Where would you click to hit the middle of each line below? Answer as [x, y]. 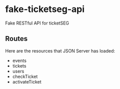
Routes [16, 39]
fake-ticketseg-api [45, 9]
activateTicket [27, 81]
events [19, 60]
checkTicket [25, 76]
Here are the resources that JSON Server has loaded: [60, 50]
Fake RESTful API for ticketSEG [37, 23]
